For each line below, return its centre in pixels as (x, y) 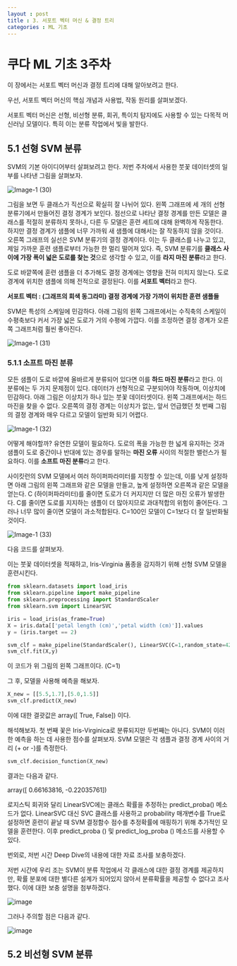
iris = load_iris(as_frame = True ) (56, 619)
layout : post (28, 14)
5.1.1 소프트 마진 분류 (40, 363)
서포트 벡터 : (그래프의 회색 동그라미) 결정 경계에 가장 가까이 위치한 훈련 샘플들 (114, 296)
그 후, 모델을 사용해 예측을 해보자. (54, 681)
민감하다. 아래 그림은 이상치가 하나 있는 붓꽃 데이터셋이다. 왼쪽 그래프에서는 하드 (117, 397)
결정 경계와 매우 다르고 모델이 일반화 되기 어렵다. (81, 415)
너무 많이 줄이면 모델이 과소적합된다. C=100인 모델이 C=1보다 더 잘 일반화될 (124, 512)
